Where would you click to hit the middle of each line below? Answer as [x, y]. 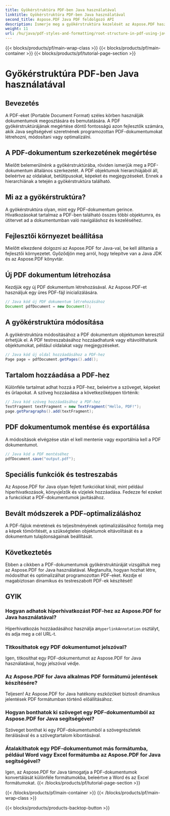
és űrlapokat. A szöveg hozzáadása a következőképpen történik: [72, 393]
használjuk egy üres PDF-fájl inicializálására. [52, 292]
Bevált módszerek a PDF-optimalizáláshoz [73, 513]
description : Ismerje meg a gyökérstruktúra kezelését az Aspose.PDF [80, 24]
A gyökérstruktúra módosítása [54, 322]
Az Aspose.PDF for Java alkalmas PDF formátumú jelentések [81, 676]
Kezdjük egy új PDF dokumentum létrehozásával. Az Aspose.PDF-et [76, 287]
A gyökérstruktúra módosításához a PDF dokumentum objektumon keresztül [85, 335]
